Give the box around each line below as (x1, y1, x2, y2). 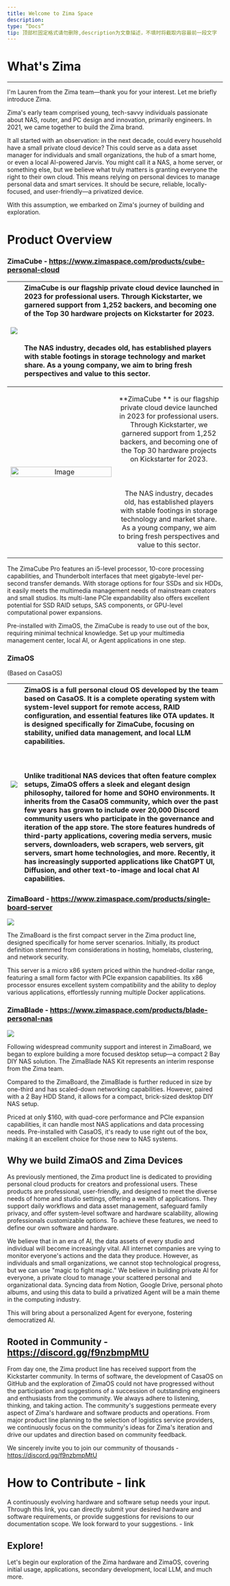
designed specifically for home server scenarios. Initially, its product (7, 939, 200, 947)
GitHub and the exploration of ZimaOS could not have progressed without (7, 1379, 214, 1388)
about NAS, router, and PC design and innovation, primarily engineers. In (7, 116, 212, 124)
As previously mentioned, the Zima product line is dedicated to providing (7, 1173, 212, 1181)
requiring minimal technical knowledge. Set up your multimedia (7, 629, 185, 637)
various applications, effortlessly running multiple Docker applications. (7, 988, 206, 996)
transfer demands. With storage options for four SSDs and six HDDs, (29, 579, 223, 587)
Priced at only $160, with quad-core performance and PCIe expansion (7, 1113, 205, 1121)
